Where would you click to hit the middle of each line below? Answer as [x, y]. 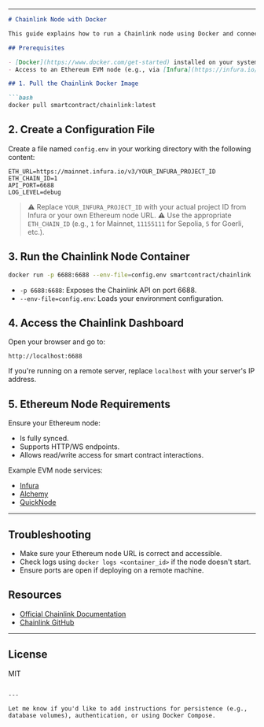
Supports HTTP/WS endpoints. [70, 447]
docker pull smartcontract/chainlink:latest [82, 106]
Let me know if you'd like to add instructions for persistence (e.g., [128, 708]
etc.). [36, 232]
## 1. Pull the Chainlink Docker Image [73, 83]
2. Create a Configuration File [82, 130]
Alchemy [34, 494]
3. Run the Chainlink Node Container [99, 257]
